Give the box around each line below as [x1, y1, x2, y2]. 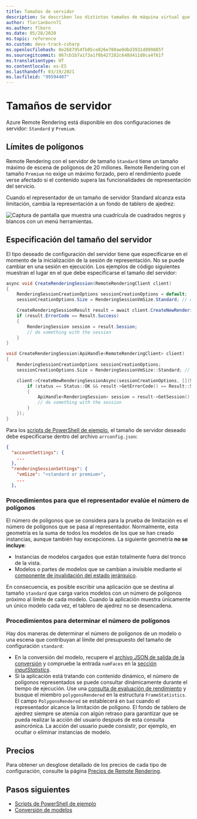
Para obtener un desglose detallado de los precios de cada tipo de [6, 761, 167, 769]
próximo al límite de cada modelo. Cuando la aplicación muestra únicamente [6, 596, 191, 603]
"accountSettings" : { [11, 450, 64, 456]
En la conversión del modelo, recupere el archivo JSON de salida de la [14, 654, 185, 661]
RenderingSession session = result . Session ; [27, 323, 138, 329]
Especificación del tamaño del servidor [6, 235, 152, 245]
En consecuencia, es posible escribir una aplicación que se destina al [6, 584, 174, 591]
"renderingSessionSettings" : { [11, 466, 88, 472]
